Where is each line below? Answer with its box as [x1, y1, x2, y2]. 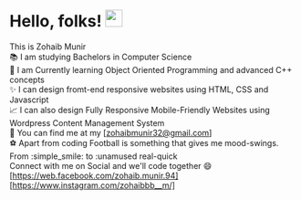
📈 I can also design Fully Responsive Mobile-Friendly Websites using [9, 104, 271, 115]
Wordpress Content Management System [9, 117, 165, 128]
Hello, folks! [9, 11, 102, 32]
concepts [9, 74, 46, 85]
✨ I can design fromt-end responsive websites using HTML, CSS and [9, 83, 269, 95]
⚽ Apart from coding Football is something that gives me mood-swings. [9, 137, 279, 148]
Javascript [9, 94, 49, 105]
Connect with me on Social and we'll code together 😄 [9, 160, 213, 171]
